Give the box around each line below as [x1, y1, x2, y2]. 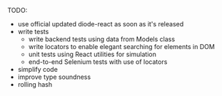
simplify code [17, 65, 59, 73]
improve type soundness [17, 73, 91, 81]
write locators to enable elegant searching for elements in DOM [28, 43, 216, 50]
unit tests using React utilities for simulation [28, 50, 157, 58]
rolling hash [17, 80, 53, 88]
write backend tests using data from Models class [28, 35, 176, 43]
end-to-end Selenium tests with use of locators [28, 58, 168, 66]
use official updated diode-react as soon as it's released [17, 20, 184, 28]
